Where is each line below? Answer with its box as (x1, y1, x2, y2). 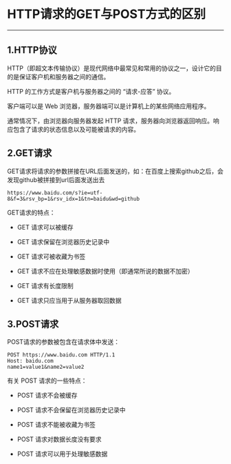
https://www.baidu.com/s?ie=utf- (7, 189, 103, 196)
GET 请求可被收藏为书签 (16, 252, 86, 261)
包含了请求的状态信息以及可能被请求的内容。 (12, 125, 140, 133)
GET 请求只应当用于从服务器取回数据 (16, 296, 122, 304)
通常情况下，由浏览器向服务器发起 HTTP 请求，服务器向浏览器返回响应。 (7, 117, 214, 125)
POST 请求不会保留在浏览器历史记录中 (16, 406, 126, 414)
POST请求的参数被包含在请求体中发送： (7, 338, 120, 346)
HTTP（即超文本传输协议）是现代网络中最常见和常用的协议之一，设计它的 (7, 63, 217, 72)
